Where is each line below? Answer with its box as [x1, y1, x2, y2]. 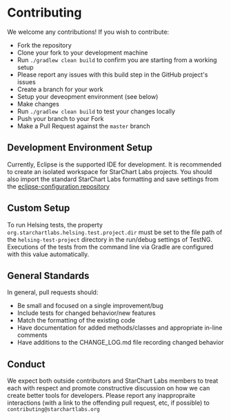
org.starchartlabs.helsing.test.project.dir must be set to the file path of [7, 228, 223, 236]
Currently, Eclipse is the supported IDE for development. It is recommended [7, 160, 222, 169]
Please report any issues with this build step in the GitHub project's [17, 70, 208, 79]
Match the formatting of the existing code [17, 316, 136, 325]
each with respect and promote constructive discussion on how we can [7, 384, 210, 392]
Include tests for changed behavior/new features [17, 309, 157, 317]
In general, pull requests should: [7, 288, 99, 296]
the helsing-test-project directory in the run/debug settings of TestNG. [7, 235, 212, 243]
